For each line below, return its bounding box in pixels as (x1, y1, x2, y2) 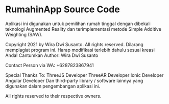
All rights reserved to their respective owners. (5, 93, 102, 99)
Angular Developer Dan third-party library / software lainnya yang (5, 77, 143, 84)
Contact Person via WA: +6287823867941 (5, 62, 94, 68)
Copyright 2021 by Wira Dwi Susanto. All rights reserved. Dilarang (5, 41, 144, 47)
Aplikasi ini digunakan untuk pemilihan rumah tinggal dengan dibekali (5, 20, 151, 27)
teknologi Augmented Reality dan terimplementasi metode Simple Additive (5, 26, 162, 32)
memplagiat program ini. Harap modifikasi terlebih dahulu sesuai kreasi (5, 47, 155, 53)
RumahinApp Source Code (5, 4, 120, 15)
